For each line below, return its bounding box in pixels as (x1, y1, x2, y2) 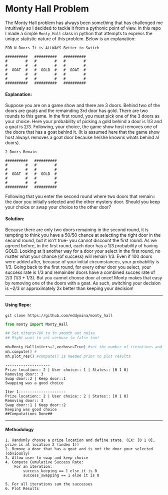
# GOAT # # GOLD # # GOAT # (5, 67, 86, 72)
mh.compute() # (5, 349, 37, 354)
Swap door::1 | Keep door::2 (5, 403, 66, 408)
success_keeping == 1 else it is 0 (23, 468, 97, 473)
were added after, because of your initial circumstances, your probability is (5, 259, 159, 265)
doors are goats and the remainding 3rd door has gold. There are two (5, 108, 148, 114)
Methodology (5, 427, 34, 433)
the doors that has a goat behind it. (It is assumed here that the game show (5, 129, 160, 135)
